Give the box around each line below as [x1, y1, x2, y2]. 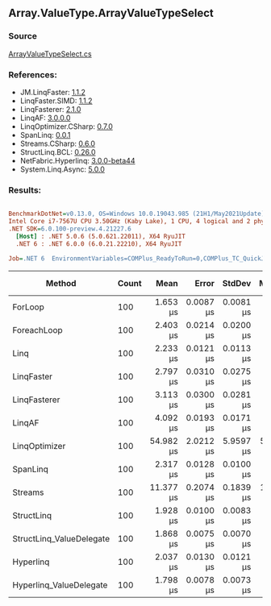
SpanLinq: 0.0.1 [19, 130, 71, 139]
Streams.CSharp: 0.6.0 [19, 139, 95, 148]
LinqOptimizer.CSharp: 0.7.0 [19, 121, 113, 131]
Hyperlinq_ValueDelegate [12, 579, 108, 591]
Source [8, 31, 38, 42]
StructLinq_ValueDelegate [12, 533, 110, 544]
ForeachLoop [12, 324, 63, 335]
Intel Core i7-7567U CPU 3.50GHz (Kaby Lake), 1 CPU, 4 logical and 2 [8, 218, 251, 226]
